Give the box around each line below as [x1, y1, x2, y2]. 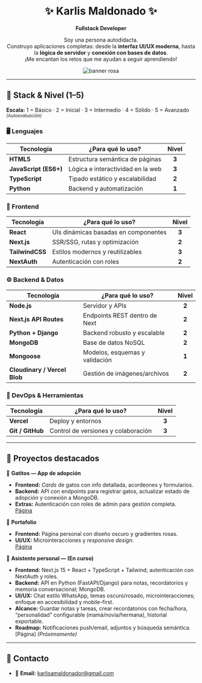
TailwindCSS [9, 248, 47, 256]
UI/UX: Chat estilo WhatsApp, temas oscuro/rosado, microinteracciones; [14, 592, 195, 599]
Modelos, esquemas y [83, 348, 145, 356]
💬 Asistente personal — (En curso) [6, 555, 94, 562]
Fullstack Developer [75, 24, 127, 31]
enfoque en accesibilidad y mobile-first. [14, 598, 114, 605]
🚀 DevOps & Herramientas [6, 391, 84, 399]
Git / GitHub [9, 426, 44, 435]
